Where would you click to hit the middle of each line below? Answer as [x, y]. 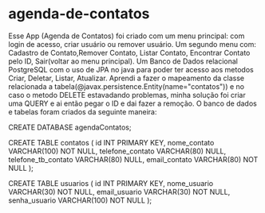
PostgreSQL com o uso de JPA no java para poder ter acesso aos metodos [131, 69]
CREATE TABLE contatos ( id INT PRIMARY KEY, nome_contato [111, 142]
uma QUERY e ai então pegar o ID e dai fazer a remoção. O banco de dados [132, 103]
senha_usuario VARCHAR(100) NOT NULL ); [80, 200]
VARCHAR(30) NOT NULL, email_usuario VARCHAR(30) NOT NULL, [119, 192]
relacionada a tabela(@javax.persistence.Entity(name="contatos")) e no [127, 86]
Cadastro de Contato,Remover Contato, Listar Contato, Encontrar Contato [129, 52]
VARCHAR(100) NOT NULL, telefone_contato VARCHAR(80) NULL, [117, 151]
